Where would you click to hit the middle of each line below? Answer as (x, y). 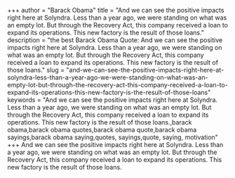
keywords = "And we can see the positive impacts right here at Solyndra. (113, 100)
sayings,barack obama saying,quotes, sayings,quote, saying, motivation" (113, 137)
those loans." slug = (36, 70)
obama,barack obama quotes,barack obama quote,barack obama (102, 130)
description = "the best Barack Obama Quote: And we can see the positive (115, 40)
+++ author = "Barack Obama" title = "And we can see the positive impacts (116, 10)
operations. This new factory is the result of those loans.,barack (100, 122)
